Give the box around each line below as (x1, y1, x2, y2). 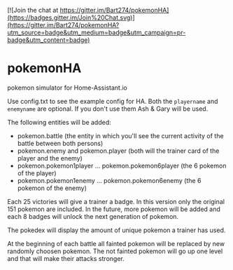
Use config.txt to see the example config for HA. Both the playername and (7, 97, 218, 105)
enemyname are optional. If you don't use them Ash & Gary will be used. (7, 104, 209, 113)
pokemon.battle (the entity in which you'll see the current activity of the (17, 131, 224, 140)
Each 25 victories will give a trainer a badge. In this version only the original (7, 197, 225, 205)
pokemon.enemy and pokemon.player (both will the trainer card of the (17, 147, 220, 155)
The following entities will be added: (7, 118, 112, 126)
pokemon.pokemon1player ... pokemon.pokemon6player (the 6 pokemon (17, 161, 227, 170)
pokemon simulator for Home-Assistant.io (7, 83, 127, 92)
